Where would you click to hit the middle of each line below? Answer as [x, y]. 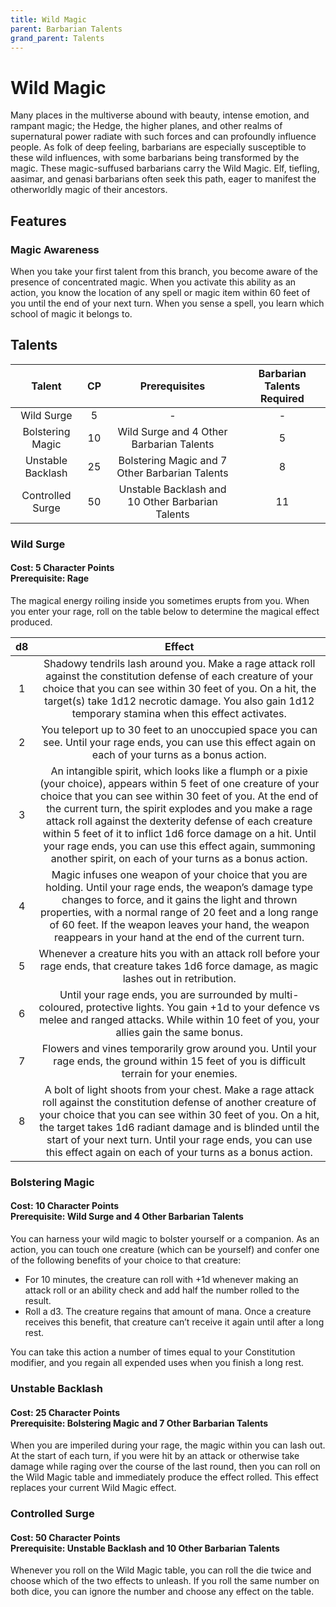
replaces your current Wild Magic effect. [93, 1488]
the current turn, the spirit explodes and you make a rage [179, 808]
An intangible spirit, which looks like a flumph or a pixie [179, 771]
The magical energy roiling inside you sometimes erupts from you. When [160, 600]
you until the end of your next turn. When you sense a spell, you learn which [167, 303]
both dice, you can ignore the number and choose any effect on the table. [162, 1592]
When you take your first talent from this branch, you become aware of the [164, 271]
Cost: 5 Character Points [62, 568]
